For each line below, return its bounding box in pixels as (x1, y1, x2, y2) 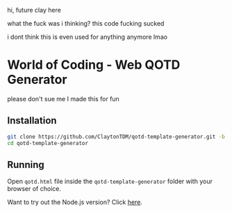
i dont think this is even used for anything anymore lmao (7, 33, 168, 41)
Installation (7, 114, 57, 127)
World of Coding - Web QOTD (7, 57, 181, 73)
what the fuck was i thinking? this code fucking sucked (7, 19, 165, 27)
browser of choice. (7, 185, 61, 193)
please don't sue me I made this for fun (7, 94, 119, 103)
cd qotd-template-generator (7, 139, 89, 146)
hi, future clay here (7, 6, 61, 14)
